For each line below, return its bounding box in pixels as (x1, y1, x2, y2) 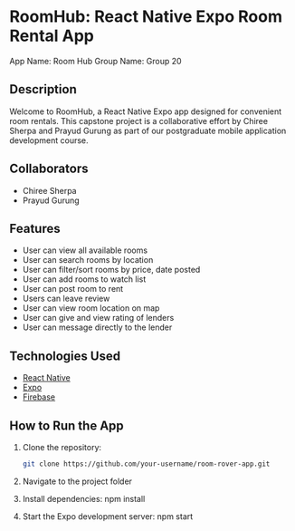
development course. (9, 134, 89, 146)
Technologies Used (9, 348, 120, 363)
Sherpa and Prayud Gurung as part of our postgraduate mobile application (9, 125, 287, 136)
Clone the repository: (22, 442, 102, 452)
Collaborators (9, 161, 89, 177)
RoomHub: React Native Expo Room (9, 6, 283, 27)
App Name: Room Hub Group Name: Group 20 (9, 55, 183, 66)
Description (9, 82, 77, 97)
